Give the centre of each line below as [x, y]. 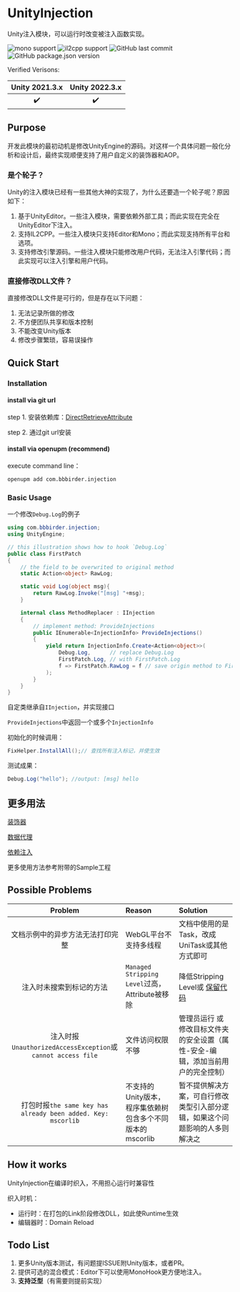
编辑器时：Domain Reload [56, 1222]
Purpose [27, 128]
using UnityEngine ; [36, 535]
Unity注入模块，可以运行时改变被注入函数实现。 [78, 34]
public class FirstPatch [44, 554]
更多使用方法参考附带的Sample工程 [59, 867]
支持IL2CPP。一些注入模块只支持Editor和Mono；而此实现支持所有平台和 [124, 234]
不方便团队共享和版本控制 [55, 322]
